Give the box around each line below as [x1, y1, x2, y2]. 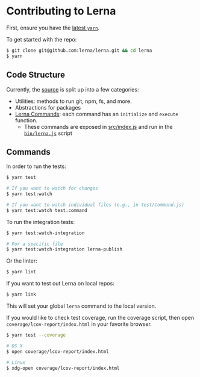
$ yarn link [6, 291, 36, 298]
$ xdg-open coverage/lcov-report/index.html [6, 365, 120, 371]
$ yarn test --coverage [6, 332, 66, 338]
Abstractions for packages [14, 104, 81, 111]
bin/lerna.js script [23, 129, 72, 137]
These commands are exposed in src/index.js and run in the [23, 123, 173, 130]
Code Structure [6, 70, 65, 80]
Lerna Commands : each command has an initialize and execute [14, 110, 179, 117]
